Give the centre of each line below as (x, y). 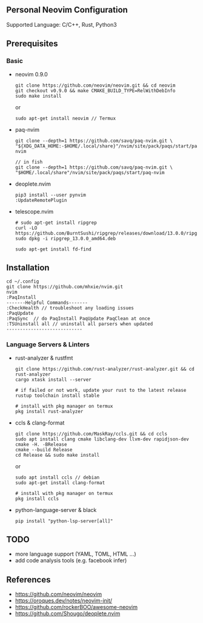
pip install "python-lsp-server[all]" (64, 521)
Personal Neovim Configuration (67, 10)
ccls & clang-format (40, 423)
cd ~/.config (23, 281)
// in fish (29, 162)
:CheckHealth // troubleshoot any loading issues (70, 308)
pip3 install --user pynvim (50, 195)
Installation (28, 267)
